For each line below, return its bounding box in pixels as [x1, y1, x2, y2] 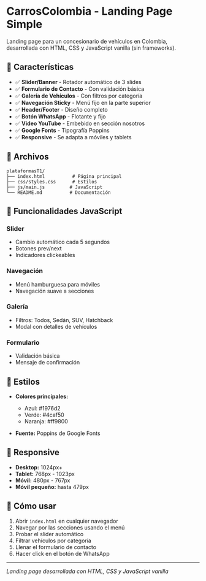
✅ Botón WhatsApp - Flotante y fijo [15, 112, 106, 120]
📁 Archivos [6, 152, 49, 162]
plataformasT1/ [6, 167, 45, 174]
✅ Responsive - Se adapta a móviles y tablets [15, 133, 132, 140]
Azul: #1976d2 [24, 404, 61, 412]
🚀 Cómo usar [6, 501, 56, 512]
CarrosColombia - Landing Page [6, 4, 173, 18]
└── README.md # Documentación [6, 189, 112, 196]
